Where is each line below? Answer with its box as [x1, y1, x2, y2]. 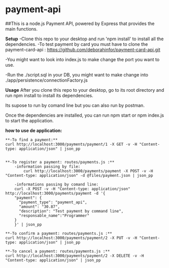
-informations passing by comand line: [14, 182, 99, 187]
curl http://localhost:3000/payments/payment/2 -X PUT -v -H [5, 235, 138, 240]
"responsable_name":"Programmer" [18, 213, 90, 218]
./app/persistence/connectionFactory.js [5, 77, 88, 83]
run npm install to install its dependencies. [5, 92, 94, 98]
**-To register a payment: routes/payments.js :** [5, 159, 115, 165]
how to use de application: [5, 127, 62, 133]
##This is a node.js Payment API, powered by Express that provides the [5, 20, 155, 26]
